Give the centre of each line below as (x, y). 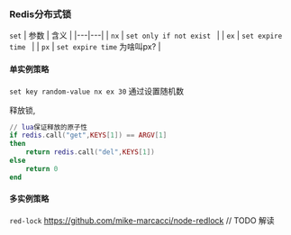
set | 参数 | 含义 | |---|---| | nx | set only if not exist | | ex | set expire (146, 36)
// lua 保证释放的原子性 (49, 127)
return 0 (42, 168)
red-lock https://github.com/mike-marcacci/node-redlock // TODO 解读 (142, 220)
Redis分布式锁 (41, 14)
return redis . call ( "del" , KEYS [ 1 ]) (90, 152)
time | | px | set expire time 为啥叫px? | (85, 47)
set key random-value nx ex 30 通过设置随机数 (97, 91)
